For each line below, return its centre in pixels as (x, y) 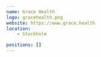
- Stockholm (32, 34)
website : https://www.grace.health (51, 23)
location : (19, 28)
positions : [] (24, 45)
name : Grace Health (31, 12)
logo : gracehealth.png (35, 17)
